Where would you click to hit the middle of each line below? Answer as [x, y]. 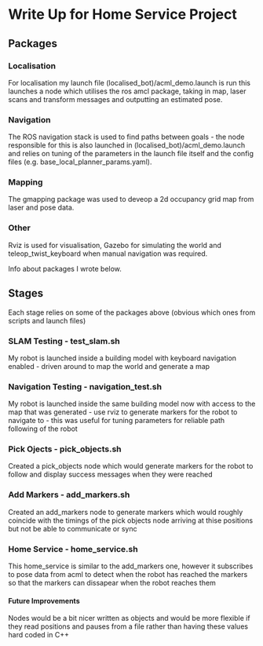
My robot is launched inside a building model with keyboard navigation [122, 358]
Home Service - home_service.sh [73, 549]
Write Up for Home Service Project [123, 15]
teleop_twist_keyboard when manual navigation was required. [108, 254]
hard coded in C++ [38, 635]
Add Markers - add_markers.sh [69, 495]
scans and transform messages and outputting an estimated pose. [115, 99]
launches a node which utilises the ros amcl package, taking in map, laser [127, 91]
